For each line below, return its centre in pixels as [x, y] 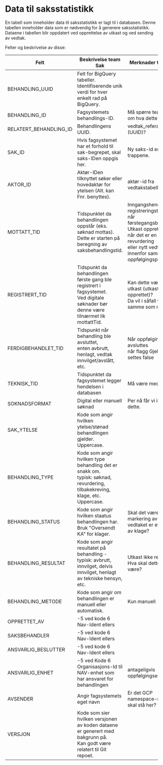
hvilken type [91, 459]
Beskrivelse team [100, 59]
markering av [142, 519]
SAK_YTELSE [23, 429]
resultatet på [91, 548]
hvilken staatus [94, 516]
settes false [141, 357]
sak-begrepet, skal [99, 152]
